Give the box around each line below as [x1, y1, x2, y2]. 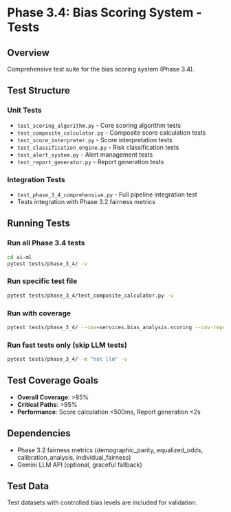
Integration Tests [7, 175, 65, 184]
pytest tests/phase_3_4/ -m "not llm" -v [7, 356, 128, 363]
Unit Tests [7, 105, 43, 115]
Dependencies [7, 427, 71, 439]
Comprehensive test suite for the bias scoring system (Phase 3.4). [7, 65, 195, 73]
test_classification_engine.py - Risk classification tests [16, 143, 179, 151]
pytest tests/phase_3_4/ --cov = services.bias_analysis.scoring [7, 324, 192, 331]
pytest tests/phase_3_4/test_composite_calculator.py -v [7, 292, 174, 299]
